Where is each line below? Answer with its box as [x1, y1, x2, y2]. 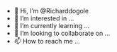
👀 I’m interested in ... [13, 14, 74, 22]
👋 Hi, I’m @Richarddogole [13, 7, 89, 15]
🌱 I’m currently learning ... [13, 22, 90, 30]
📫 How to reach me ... [13, 37, 80, 45]
